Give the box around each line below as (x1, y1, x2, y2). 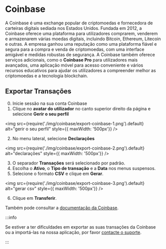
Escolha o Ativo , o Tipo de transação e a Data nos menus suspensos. (12, 165, 156, 171)
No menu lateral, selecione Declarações (12, 135, 95, 141)
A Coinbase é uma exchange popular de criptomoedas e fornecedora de (5, 20, 153, 26)
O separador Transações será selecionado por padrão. (12, 160, 125, 166)
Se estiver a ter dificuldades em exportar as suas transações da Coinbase (5, 224, 156, 230)
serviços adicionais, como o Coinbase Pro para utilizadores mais (5, 57, 138, 63)
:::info (5, 214, 17, 220)
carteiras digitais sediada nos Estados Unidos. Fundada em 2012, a (5, 25, 142, 31)
